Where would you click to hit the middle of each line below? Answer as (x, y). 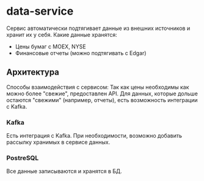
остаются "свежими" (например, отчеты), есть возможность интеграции (102, 100)
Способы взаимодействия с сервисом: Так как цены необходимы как (98, 87)
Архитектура (33, 72)
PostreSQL (23, 158)
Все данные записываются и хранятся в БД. (64, 171)
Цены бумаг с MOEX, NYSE (51, 46)
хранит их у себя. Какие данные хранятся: (62, 34)
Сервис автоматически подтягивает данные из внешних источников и (98, 28)
